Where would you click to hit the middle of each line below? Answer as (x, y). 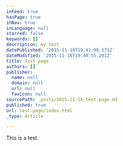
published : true (26, 105)
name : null (25, 77)
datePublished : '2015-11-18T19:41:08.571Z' (61, 50)
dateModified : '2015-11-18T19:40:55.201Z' (59, 56)
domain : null (27, 83)
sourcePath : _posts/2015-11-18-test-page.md (62, 99)
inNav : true (21, 22)
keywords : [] (22, 39)
